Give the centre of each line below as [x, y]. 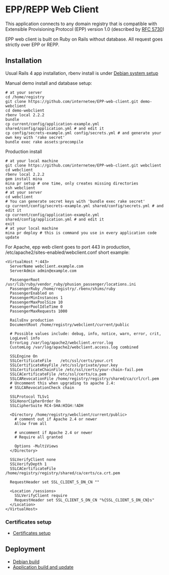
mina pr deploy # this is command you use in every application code [81, 233]
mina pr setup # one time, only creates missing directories [72, 183]
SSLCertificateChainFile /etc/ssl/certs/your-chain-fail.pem [77, 369]
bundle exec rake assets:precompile [44, 142]
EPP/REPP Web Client [52, 10]
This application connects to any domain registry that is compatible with [81, 24]
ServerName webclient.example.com [47, 266]
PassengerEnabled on [32, 293]
